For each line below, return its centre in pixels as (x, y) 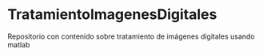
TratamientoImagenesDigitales (112, 15)
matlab (19, 44)
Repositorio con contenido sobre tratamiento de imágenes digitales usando (131, 36)
